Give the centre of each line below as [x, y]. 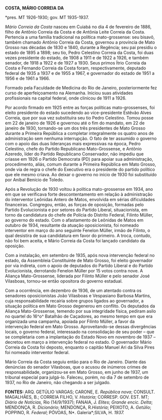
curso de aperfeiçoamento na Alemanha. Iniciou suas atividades [69, 93]
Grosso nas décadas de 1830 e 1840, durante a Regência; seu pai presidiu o [81, 47]
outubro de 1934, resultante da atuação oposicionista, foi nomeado [72, 225]
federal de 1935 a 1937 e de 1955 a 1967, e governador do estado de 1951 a [80, 73]
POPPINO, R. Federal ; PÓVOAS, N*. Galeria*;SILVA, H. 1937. [65, 412]
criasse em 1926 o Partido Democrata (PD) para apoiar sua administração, [79, 159]
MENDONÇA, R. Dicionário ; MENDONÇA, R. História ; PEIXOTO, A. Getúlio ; [78, 407]
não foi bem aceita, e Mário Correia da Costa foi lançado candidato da [75, 241]
